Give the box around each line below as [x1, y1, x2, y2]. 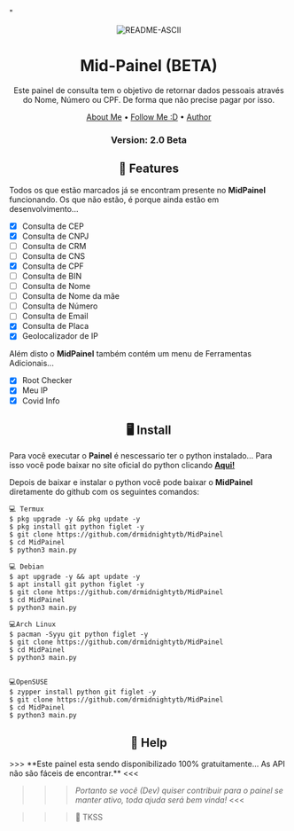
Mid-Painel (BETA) [79, 56, 219, 76]
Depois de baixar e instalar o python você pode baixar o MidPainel [9, 477, 253, 488]
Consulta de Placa [21, 321, 89, 332]
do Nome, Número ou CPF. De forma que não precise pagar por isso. [22, 94, 275, 105]
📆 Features [118, 161, 180, 176]
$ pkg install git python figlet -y [9, 522, 144, 531]
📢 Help [130, 735, 167, 750]
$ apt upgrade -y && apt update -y [9, 572, 141, 582]
